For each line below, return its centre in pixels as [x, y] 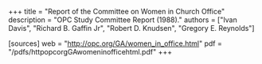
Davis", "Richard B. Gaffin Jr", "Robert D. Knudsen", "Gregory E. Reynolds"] [131, 28]
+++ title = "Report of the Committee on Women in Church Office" [117, 11]
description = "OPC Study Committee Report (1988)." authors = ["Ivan [123, 20]
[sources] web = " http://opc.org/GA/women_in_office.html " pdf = [115, 43]
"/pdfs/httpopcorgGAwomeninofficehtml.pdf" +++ [90, 52]
